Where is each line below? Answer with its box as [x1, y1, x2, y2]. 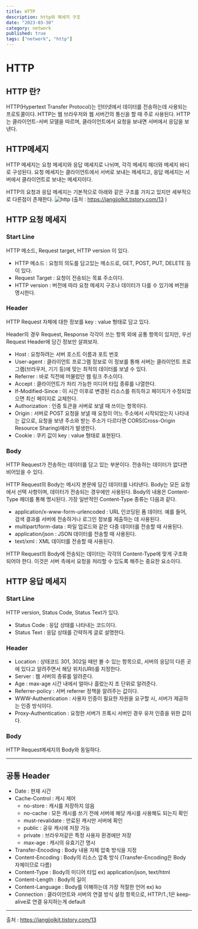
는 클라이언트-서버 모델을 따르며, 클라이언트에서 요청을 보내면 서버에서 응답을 [6, 118, 183, 125]
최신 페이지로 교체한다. [25, 395, 78, 402]
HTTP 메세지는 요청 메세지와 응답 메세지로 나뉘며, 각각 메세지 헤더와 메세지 [6, 161, 179, 168]
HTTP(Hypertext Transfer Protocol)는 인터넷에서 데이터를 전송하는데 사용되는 [6, 103, 187, 110]
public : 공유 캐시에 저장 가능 [23, 825, 90, 832]
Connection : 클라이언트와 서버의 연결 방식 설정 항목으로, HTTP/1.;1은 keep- [14, 891, 192, 898]
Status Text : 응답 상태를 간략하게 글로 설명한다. [14, 629, 126, 636]
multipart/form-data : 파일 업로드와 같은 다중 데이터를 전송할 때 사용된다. [14, 523, 184, 530]
